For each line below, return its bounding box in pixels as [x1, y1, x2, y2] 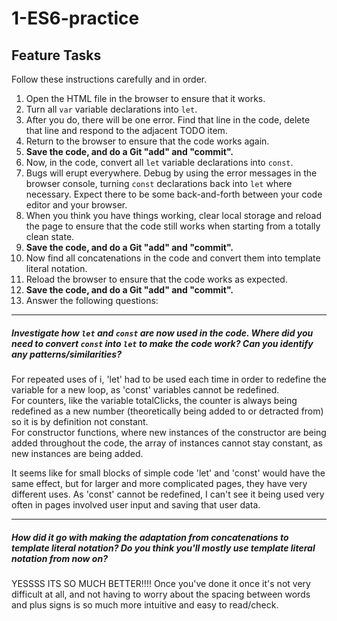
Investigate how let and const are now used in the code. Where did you [11, 327, 314, 339]
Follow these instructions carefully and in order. [11, 73, 208, 85]
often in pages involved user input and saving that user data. [11, 498, 261, 511]
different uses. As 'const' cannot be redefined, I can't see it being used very [11, 488, 325, 500]
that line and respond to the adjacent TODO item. [25, 125, 228, 136]
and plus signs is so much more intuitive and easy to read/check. [11, 598, 279, 611]
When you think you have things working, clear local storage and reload [25, 210, 322, 221]
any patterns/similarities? [11, 348, 123, 360]
